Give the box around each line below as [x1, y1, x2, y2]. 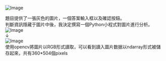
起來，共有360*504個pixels [9, 50, 68, 56]
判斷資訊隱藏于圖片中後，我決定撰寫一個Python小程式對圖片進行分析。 [5, 22, 153, 27]
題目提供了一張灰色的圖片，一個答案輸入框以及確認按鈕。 [5, 15, 125, 21]
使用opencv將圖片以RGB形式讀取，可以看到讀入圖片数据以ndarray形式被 [5, 44, 156, 50]
